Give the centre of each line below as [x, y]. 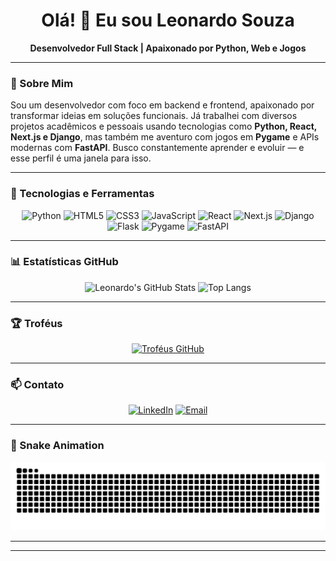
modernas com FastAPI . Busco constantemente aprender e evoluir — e [157, 148]
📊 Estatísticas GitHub [64, 262]
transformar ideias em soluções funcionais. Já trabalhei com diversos [154, 116]
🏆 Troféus [36, 323]
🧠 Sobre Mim [42, 83]
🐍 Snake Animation [57, 446]
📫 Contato [37, 385]
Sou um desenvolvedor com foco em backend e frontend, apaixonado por [162, 105]
